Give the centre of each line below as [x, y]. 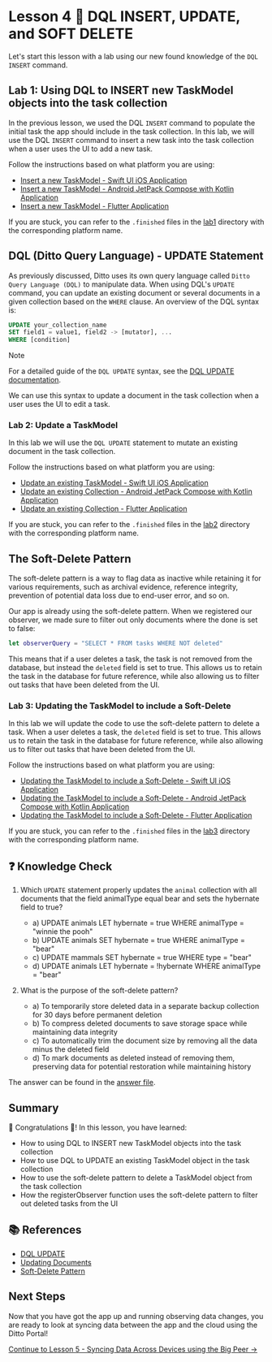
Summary [34, 1108]
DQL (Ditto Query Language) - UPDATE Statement [136, 256]
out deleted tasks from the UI [69, 1204]
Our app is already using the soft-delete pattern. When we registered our [130, 612]
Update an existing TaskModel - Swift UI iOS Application [114, 483]
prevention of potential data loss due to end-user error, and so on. [119, 595]
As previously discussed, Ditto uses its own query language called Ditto [129, 275]
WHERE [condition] [39, 340]
